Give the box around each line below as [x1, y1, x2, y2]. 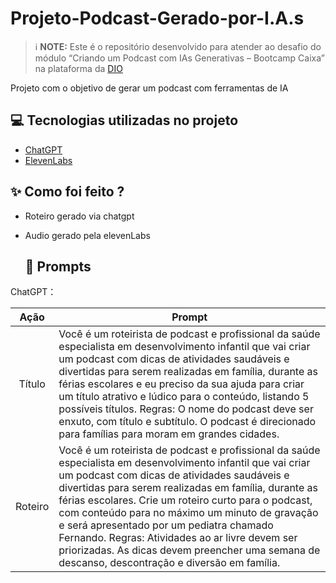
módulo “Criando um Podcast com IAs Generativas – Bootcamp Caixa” [34, 52, 325, 64]
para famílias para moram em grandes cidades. [58, 427, 280, 441]
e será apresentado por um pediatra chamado [58, 518, 274, 532]
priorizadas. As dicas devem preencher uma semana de [58, 543, 321, 557]
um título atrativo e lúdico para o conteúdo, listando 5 [58, 390, 310, 404]
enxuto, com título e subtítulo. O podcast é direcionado [58, 415, 317, 429]
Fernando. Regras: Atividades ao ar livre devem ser [58, 531, 298, 545]
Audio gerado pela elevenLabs [24, 229, 151, 241]
